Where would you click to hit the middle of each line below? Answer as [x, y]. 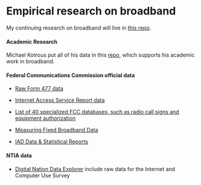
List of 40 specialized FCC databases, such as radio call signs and [97, 112]
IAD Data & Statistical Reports [52, 142]
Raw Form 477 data [39, 89]
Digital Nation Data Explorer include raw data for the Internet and [95, 169]
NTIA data [19, 155]
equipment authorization [45, 118]
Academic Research [32, 42]
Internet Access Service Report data [60, 100]
